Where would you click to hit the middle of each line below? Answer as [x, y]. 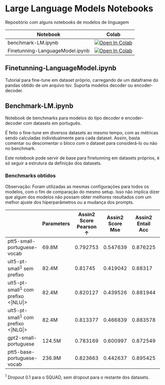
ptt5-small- [22, 241]
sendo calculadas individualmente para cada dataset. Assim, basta [73, 138]
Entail [144, 224]
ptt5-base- [21, 352]
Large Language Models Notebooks [79, 9]
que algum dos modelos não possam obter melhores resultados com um [78, 197]
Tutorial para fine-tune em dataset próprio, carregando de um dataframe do [82, 80]
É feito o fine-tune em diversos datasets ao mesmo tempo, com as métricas [82, 132]
